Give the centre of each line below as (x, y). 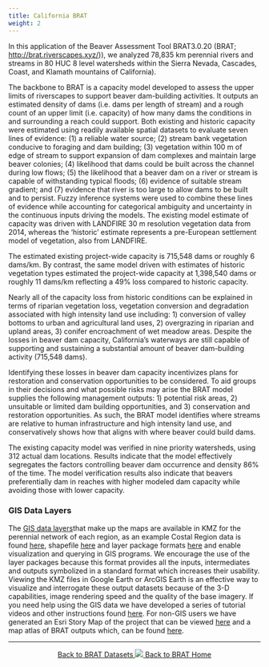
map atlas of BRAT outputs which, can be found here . (96, 630)
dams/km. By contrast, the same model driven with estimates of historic (127, 265)
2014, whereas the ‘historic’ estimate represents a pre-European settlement (132, 232)
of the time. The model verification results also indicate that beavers (121, 473)
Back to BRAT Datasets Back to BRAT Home (134, 654)
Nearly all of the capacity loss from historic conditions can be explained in (130, 297)
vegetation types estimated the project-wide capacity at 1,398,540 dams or (132, 273)
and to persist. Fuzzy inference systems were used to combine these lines (131, 198)
